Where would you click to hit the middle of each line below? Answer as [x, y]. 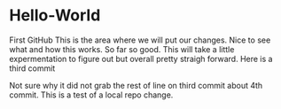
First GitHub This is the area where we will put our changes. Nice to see [140, 40]
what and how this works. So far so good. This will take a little [122, 49]
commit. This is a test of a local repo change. [91, 95]
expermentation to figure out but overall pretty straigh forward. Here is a [141, 58]
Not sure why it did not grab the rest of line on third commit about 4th [136, 85]
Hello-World [55, 16]
